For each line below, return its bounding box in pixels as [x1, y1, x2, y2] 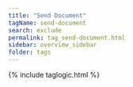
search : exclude [8, 26, 62, 34]
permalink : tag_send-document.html [8, 33, 126, 42]
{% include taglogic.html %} [8, 70, 101, 79]
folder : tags [8, 48, 51, 56]
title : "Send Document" [8, 11, 87, 20]
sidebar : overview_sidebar [8, 41, 97, 49]
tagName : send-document [8, 19, 87, 27]
